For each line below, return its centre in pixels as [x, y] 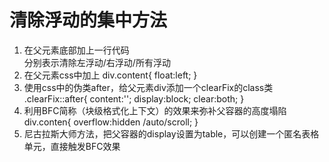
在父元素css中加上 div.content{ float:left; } [110, 75]
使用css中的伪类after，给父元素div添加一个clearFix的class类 [148, 87]
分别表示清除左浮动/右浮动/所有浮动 [97, 62]
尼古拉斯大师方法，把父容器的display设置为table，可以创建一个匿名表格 [171, 133]
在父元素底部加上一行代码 [76, 50]
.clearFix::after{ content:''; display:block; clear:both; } [134, 98]
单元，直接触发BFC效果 [72, 146]
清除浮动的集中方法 [88, 20]
